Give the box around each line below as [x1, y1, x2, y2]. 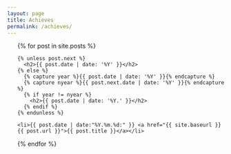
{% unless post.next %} [17, 55, 86, 62]
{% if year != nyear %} [23, 91, 92, 99]
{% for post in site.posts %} [17, 42, 97, 50]
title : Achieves [7, 17, 54, 23]
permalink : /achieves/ [7, 23, 72, 30]
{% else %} [17, 67, 49, 75]
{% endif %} [23, 104, 58, 110]
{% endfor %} [17, 139, 57, 148]
